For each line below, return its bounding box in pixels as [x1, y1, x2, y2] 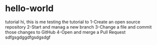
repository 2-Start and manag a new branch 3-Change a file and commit [5, 24, 152, 30]
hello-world [5, 3, 54, 14]
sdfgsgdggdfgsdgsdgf [5, 34, 51, 40]
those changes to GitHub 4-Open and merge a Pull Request [5, 29, 126, 35]
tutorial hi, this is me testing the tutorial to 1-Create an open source [5, 19, 140, 25]
